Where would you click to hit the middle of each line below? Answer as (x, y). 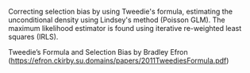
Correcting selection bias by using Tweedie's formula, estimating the (120, 12)
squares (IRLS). (33, 36)
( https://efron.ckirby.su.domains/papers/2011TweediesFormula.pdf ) (119, 60)
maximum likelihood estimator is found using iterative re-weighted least (125, 28)
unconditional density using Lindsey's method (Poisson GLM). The (117, 20)
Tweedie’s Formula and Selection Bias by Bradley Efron (98, 52)
